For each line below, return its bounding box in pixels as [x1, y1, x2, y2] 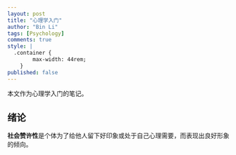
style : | [7, 43, 33, 50]
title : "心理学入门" [7, 17, 62, 24]
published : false [7, 69, 58, 76]
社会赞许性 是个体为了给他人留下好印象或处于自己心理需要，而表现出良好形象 [7, 131, 230, 140]
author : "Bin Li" [7, 23, 58, 30]
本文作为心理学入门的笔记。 [7, 89, 88, 97]
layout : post [7, 10, 46, 18]
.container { [13, 50, 52, 57]
